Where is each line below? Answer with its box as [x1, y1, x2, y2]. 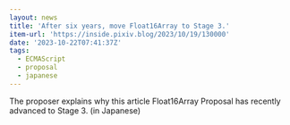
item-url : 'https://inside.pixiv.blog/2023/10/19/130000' [9, 29, 230, 38]
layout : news [9, 12, 58, 22]
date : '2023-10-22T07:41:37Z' [9, 37, 123, 47]
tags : [9, 46, 30, 55]
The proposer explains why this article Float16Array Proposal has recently [9, 96, 281, 106]
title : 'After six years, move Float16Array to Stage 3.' [9, 21, 230, 30]
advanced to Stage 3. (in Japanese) [9, 104, 141, 116]
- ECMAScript [17, 54, 66, 63]
